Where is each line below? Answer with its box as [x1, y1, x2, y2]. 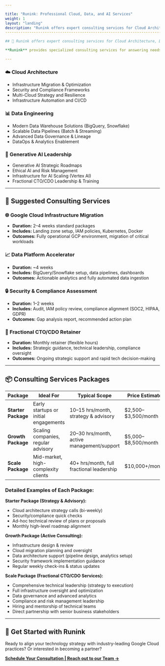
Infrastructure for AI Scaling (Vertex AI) [12, 173, 92, 179]
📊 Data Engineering [5, 110, 54, 117]
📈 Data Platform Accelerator [5, 251, 75, 258]
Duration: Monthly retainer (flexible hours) [12, 340, 98, 346]
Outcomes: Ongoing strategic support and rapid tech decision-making [12, 356, 156, 362]
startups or [33, 407, 58, 413]
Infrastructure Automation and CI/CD [12, 97, 87, 104]
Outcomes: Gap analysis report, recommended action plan [12, 316, 132, 322]
